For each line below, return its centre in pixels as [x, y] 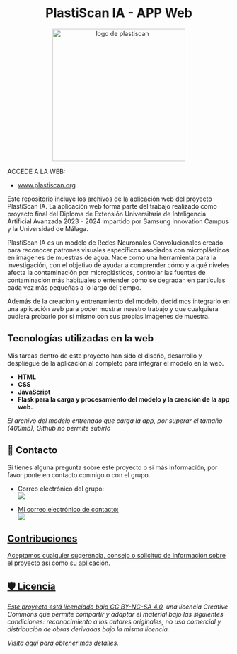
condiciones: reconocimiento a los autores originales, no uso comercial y [114, 622]
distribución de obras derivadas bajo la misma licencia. [88, 629]
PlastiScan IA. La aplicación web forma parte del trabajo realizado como [112, 206]
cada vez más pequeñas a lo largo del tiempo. [74, 287]
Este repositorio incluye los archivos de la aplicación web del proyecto [110, 199]
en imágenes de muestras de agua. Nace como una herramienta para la [112, 257]
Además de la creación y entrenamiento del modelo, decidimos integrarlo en [118, 301]
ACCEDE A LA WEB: [36, 171]
